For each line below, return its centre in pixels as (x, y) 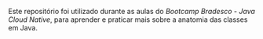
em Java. (23, 28)
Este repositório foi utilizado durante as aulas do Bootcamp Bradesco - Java (131, 11)
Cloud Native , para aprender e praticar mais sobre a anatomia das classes (128, 19)
